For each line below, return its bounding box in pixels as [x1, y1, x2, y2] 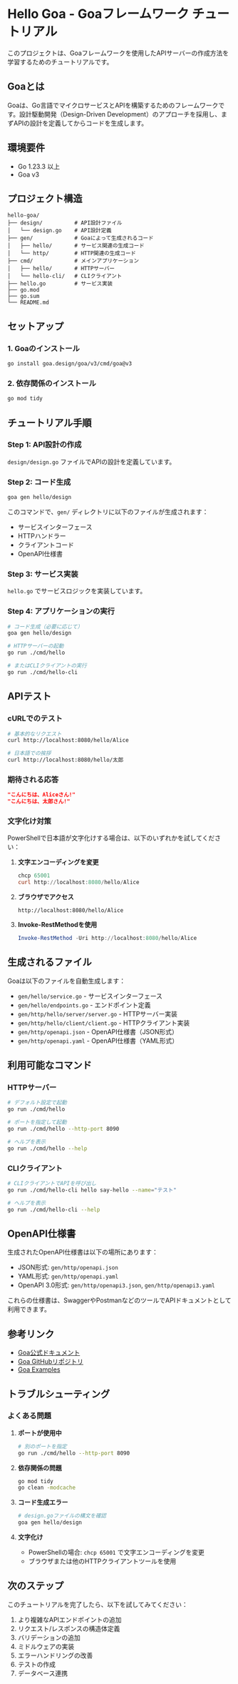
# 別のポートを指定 [17, 1442, 68, 1450]
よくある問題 [7, 1411, 52, 1421]
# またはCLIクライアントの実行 [7, 662, 88, 670]
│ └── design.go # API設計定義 [7, 227, 112, 234]
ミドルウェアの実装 [17, 1642, 75, 1650]
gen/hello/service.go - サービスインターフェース [17, 991, 162, 1000]
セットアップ [7, 320, 64, 332]
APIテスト [7, 690, 52, 703]
